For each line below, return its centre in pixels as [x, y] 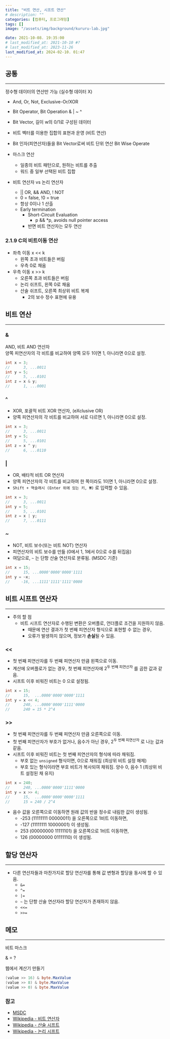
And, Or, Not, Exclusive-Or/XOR [45, 102]
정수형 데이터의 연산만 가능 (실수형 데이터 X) [49, 92]
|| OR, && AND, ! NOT [42, 193]
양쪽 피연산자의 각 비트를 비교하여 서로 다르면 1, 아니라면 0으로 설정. [79, 417]
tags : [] [14, 24]
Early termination [38, 209]
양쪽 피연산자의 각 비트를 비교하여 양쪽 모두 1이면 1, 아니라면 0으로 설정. [76, 353]
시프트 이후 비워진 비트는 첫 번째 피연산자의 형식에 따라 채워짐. [74, 754]
